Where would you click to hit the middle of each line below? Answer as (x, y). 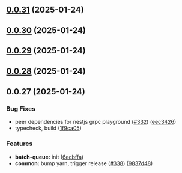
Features (20, 144)
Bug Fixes (21, 109)
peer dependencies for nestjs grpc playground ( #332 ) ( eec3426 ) (96, 122)
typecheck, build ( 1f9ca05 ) (48, 128)
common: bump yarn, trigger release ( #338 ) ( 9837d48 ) (84, 163)
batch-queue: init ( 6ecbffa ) (49, 157)
